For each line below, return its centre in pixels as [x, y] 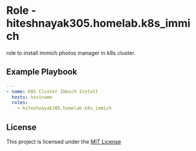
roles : [20, 103]
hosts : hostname [32, 97]
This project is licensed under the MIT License [64, 141]
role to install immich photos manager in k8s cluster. [71, 53]
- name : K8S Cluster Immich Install [52, 91]
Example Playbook [42, 72]
